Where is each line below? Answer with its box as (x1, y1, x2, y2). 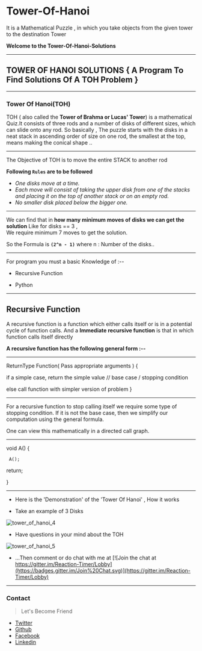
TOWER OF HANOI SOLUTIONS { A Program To (6, 65, 184, 76)
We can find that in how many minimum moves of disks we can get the (6, 216, 185, 223)
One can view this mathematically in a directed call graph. (6, 427, 150, 434)
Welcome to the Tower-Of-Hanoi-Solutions (6, 42, 116, 49)
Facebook (14, 632, 40, 640)
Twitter (14, 619, 33, 627)
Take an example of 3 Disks (14, 507, 84, 514)
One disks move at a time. (14, 179, 80, 187)
